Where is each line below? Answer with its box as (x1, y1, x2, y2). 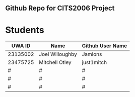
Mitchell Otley (39, 59, 72, 66)
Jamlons (82, 51, 102, 58)
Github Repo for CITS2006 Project (5, 4, 115, 13)
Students (5, 24, 44, 36)
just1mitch (82, 59, 107, 66)
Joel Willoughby (39, 51, 77, 58)
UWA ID (11, 42, 31, 49)
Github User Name (82, 42, 127, 49)
